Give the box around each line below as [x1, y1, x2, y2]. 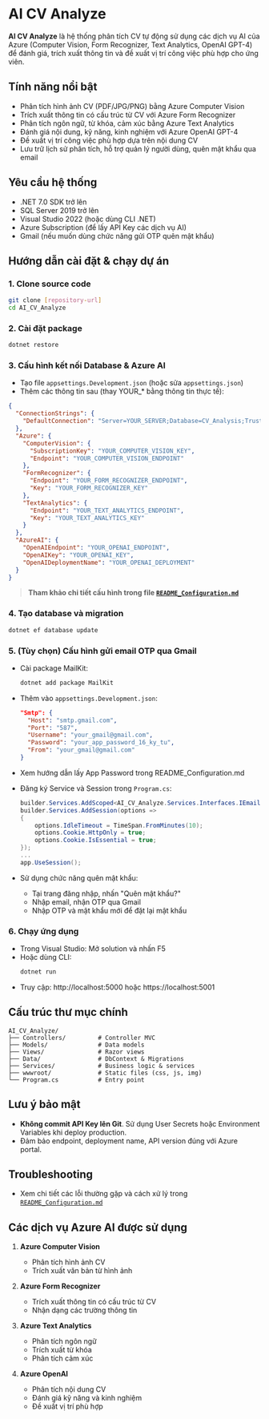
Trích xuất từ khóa [31, 1345, 92, 1355]
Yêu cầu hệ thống [8, 175, 98, 189]
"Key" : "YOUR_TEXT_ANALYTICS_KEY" [29, 514, 146, 522]
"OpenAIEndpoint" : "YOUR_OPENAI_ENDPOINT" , [22, 544, 171, 552]
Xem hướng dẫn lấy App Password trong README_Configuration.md [19, 768, 245, 777]
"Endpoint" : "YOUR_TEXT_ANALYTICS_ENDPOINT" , [29, 506, 184, 514]
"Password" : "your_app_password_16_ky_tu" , [27, 739, 175, 747]
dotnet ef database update [8, 626, 98, 634]
